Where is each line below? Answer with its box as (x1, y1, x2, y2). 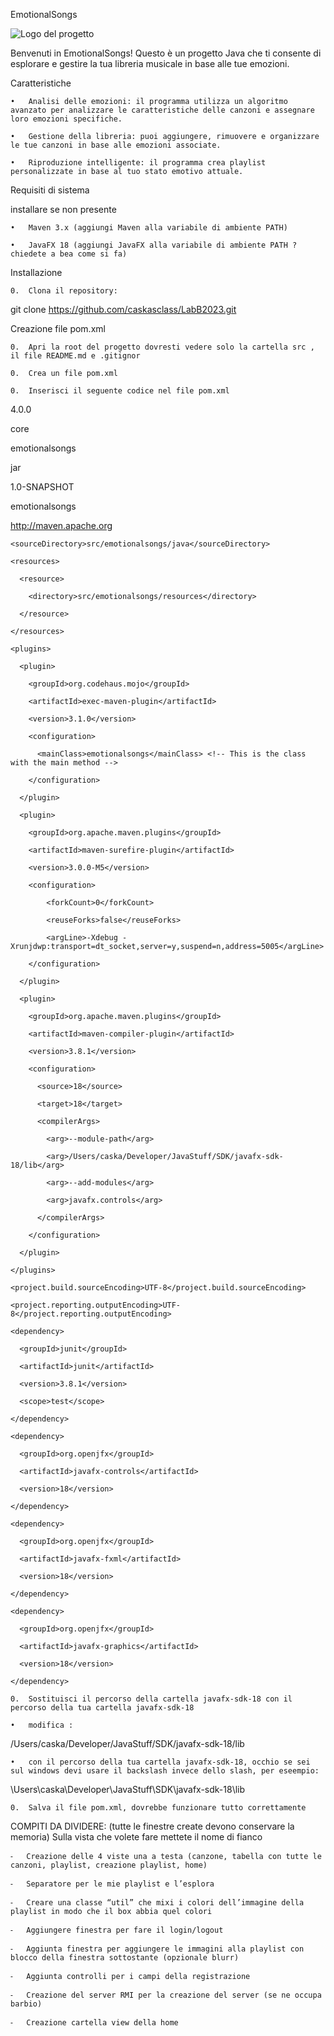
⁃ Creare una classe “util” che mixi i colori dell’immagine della (10, 1898, 305, 1908)
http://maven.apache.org (10, 520, 113, 531)
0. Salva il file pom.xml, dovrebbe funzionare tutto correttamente (10, 1803, 307, 1813)
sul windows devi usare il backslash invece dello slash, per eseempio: (10, 1766, 320, 1776)
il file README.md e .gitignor (10, 351, 141, 361)
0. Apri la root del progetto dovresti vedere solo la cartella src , (10, 342, 315, 352)
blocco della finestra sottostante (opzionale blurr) (10, 1953, 240, 1963)
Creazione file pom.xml (10, 323, 106, 334)
